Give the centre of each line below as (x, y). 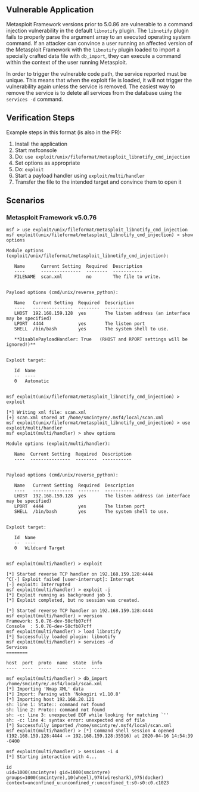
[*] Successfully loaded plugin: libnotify (61, 637)
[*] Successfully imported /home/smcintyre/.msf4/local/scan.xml (89, 726)
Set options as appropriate (47, 163)
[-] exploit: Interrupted (38, 585)
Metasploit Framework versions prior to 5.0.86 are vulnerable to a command (99, 24)
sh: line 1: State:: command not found (56, 705)
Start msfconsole (36, 150)
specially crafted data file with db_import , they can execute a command (94, 55)
